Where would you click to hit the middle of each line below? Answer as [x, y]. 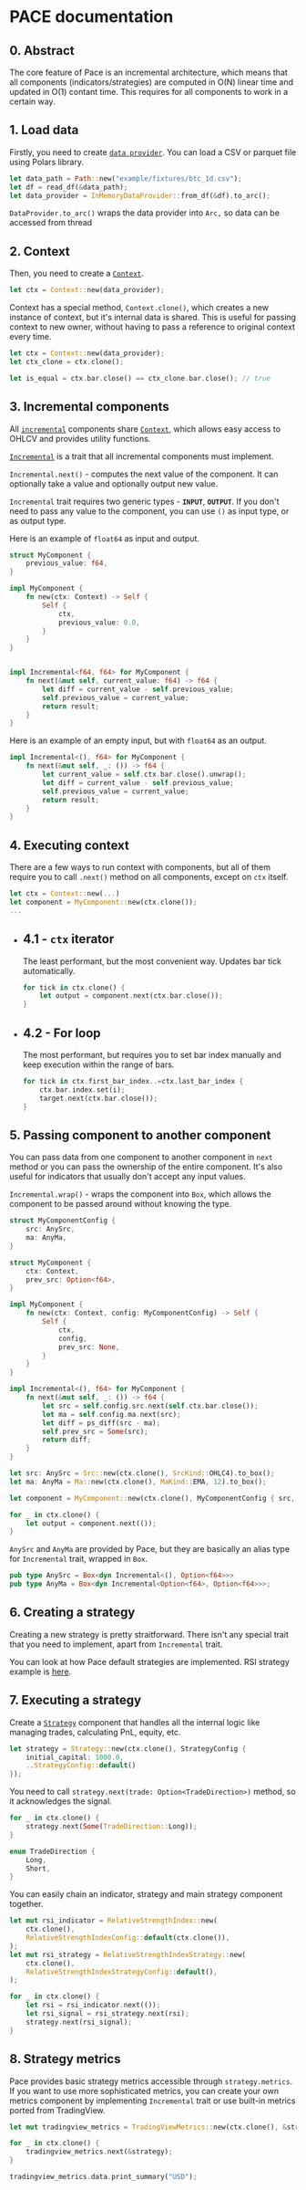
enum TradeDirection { [52, 1851]
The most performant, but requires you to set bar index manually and [152, 1055]
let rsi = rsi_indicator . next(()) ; [93, 2006]
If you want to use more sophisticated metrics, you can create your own [144, 2090]
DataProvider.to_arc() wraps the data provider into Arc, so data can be [145, 213]
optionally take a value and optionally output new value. [114, 483]
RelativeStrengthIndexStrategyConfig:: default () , [122, 1972]
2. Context [40, 251]
